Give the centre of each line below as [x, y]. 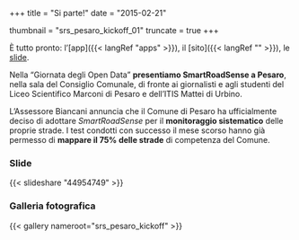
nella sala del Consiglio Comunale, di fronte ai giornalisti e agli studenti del [147, 84]
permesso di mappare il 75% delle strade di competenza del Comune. [140, 140]
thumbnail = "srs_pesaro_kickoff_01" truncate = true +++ [114, 30]
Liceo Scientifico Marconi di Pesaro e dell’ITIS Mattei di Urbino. [126, 94]
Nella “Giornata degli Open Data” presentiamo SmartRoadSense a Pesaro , [148, 75]
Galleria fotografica [53, 206]
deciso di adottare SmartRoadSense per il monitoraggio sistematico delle [147, 121]
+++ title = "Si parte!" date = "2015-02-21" [88, 13]
